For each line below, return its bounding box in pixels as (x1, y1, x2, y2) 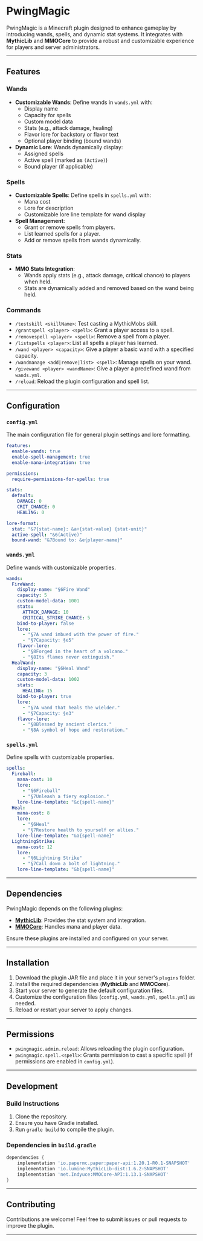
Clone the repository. (14, 1113, 68, 1120)
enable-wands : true (11, 448, 61, 454)
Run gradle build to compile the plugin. (14, 1126, 115, 1133)
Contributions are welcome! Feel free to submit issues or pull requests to (6, 1216, 187, 1223)
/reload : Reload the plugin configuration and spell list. (14, 378, 150, 385)
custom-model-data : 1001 (17, 598, 80, 604)
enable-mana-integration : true (11, 459, 91, 466)
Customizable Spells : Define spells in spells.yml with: (14, 192, 152, 199)
